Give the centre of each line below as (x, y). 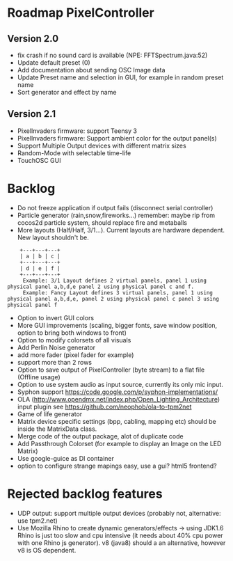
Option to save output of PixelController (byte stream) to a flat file (111, 370)
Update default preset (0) (54, 63)
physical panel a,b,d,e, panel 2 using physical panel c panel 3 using (113, 299)
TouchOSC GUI (39, 160)
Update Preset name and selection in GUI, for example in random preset (120, 77)
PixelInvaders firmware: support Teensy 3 (77, 131)
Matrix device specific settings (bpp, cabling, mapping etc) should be (117, 421)
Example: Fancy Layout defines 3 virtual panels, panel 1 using (118, 293)
